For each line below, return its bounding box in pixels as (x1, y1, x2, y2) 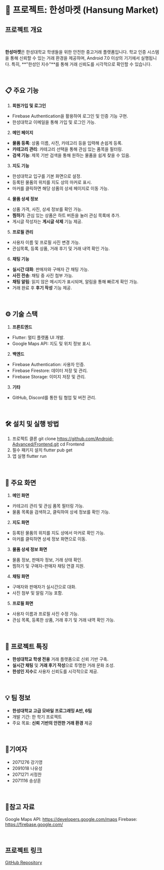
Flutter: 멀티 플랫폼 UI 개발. (12, 334, 65, 340)
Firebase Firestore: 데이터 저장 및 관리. (12, 368, 88, 373)
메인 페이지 (12, 130, 33, 135)
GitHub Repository (5, 860, 43, 866)
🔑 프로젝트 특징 (5, 642, 48, 651)
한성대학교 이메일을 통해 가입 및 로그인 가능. (12, 119, 96, 125)
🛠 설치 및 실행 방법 (5, 420, 59, 428)
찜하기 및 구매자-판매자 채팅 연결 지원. (12, 563, 85, 569)
